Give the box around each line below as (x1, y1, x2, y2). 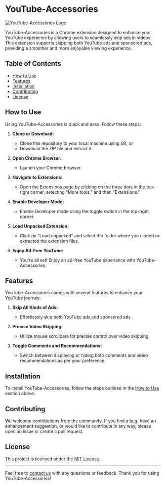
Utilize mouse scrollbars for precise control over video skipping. (19, 333, 150, 339)
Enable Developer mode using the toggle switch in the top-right (19, 208, 149, 214)
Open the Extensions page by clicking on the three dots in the (19, 184, 146, 190)
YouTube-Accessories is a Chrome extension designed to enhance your (5, 29, 151, 35)
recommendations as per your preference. (19, 357, 106, 364)
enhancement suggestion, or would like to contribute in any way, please (5, 423, 152, 429)
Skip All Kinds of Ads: (12, 305, 58, 310)
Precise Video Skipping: (12, 324, 63, 330)
